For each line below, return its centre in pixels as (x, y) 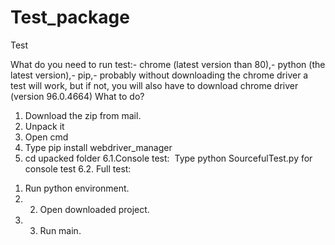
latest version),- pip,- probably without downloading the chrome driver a (159, 75)
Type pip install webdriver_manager (98, 147)
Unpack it (44, 126)
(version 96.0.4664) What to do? (77, 96)
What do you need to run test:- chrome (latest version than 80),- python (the (168, 64)
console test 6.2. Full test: (78, 168)
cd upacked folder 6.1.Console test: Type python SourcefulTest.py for (168, 158)
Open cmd (46, 137)
